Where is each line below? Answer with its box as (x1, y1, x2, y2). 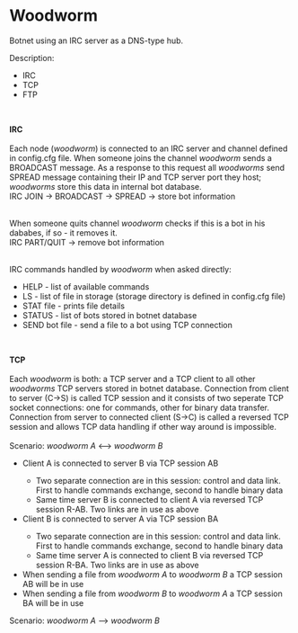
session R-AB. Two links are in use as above (35, 504, 199, 514)
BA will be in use (22, 597, 84, 608)
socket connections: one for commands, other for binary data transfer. (9, 402, 270, 413)
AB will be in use (22, 578, 84, 589)
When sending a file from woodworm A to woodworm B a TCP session (22, 568, 283, 580)
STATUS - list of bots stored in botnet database (22, 309, 197, 320)
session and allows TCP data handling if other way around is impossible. (9, 421, 276, 432)
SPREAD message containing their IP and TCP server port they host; (9, 172, 262, 183)
